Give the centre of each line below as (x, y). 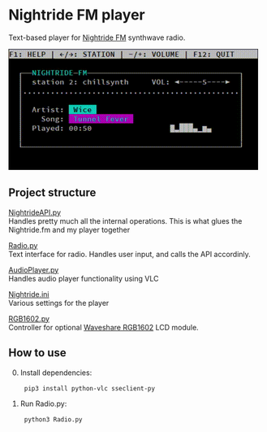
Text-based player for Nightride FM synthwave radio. (97, 37)
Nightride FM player (77, 15)
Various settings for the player (59, 303)
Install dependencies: (56, 373)
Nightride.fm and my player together (69, 229)
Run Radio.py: (43, 404)
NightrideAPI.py (35, 212)
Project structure (52, 193)
